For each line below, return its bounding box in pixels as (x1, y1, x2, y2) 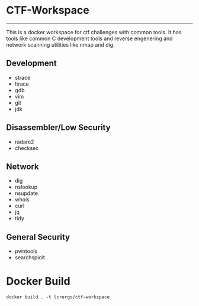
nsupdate (14, 190, 38, 197)
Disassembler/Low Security (6, 122, 111, 133)
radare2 (14, 138, 34, 145)
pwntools (14, 248, 37, 255)
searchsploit (14, 254, 46, 261)
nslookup (14, 184, 38, 191)
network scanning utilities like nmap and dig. (6, 41, 115, 48)
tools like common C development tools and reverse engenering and (6, 35, 173, 42)
